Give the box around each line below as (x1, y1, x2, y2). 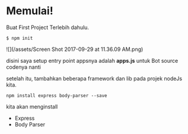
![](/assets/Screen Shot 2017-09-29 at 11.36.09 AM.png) (6, 46, 144, 53)
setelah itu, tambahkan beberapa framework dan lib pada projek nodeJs (6, 75, 183, 82)
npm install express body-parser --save (6, 92, 108, 98)
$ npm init (6, 35, 33, 41)
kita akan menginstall (6, 103, 58, 110)
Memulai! (6, 4, 53, 18)
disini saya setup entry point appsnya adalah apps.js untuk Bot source (6, 57, 179, 64)
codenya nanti (6, 63, 42, 71)
